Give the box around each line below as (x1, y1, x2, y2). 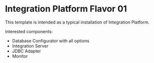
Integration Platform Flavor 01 (5, 3, 127, 14)
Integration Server (12, 43, 49, 49)
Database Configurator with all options (12, 38, 90, 44)
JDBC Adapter (12, 48, 41, 54)
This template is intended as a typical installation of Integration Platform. (5, 19, 150, 25)
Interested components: (5, 28, 53, 34)
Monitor (12, 53, 28, 59)
